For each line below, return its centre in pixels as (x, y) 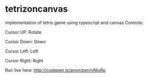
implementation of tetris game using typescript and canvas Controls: (74, 23)
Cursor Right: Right (24, 60)
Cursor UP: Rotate (23, 32)
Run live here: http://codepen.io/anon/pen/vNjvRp (56, 70)
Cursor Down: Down (25, 41)
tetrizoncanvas (37, 9)
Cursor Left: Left (22, 51)
